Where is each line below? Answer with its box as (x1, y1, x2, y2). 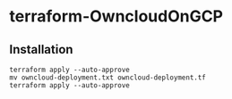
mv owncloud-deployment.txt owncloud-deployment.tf (9, 73, 206, 82)
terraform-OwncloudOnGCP (9, 6, 224, 27)
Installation (9, 42, 73, 57)
